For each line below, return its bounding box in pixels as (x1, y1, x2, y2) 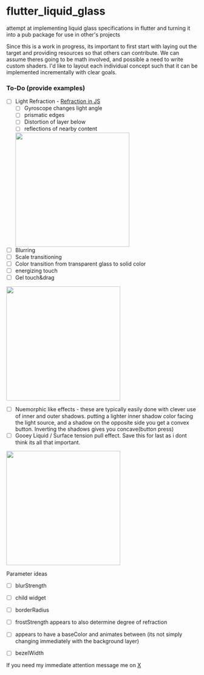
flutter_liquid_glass (6, 4, 106, 18)
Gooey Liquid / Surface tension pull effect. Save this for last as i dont (15, 431, 187, 439)
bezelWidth (15, 649, 44, 657)
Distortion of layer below (24, 118, 86, 125)
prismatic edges (24, 111, 65, 119)
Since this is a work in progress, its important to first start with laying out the (6, 43, 197, 50)
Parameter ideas (6, 570, 47, 577)
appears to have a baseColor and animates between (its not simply (15, 631, 183, 638)
